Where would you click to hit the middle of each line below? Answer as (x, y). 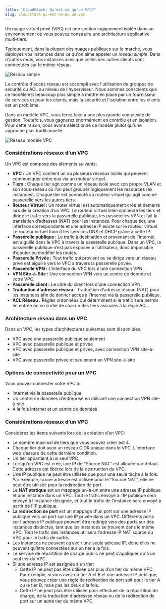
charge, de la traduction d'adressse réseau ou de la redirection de (87, 596)
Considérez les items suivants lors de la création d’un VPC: (65, 433)
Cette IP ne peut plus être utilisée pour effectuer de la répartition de (89, 590)
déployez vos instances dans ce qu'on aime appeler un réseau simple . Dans (83, 54)
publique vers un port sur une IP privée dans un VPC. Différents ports (83, 516)
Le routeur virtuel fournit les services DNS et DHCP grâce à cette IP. (82, 231)
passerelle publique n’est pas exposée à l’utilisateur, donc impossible (83, 247)
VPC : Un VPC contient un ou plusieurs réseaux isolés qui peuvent (80, 173)
